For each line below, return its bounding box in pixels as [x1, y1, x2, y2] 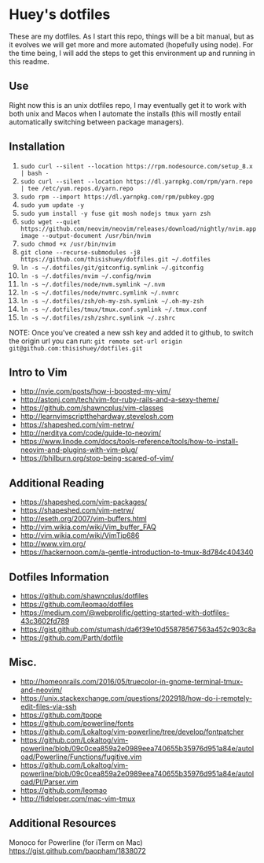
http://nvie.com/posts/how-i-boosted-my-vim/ [20, 387, 171, 396]
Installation [9, 140, 65, 154]
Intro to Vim [9, 365, 68, 379]
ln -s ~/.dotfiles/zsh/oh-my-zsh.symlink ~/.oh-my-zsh [20, 297, 204, 305]
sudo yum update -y [20, 201, 85, 209]
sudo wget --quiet [20, 218, 81, 226]
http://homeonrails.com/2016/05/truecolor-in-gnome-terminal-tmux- [20, 676, 244, 686]
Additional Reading [9, 476, 104, 490]
